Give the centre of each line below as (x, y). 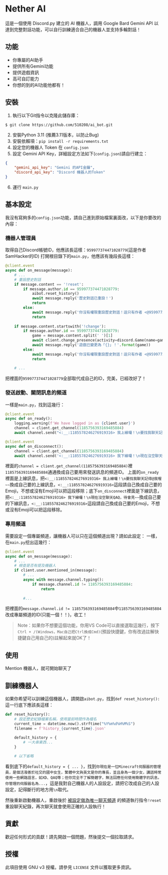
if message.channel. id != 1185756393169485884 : (82, 584)
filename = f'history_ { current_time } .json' (60, 728)
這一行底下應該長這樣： (29, 705)
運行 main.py (25, 187)
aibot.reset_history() (55, 294)
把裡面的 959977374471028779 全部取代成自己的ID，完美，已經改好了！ (76, 379)
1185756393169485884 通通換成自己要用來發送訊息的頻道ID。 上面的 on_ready (82, 472)
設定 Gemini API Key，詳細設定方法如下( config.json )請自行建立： (80, 153)
